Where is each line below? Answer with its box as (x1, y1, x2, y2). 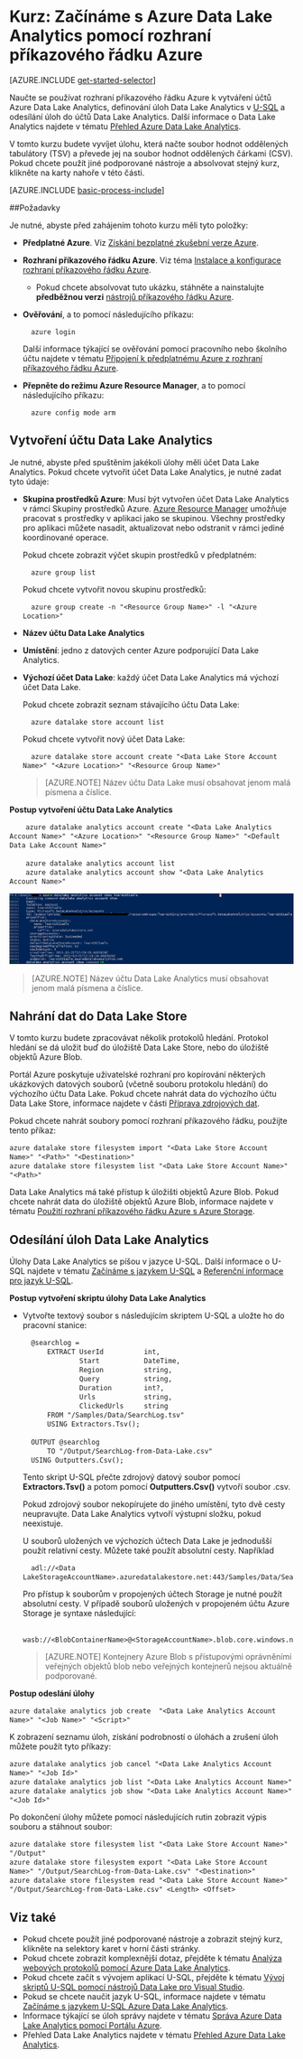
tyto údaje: (9, 476, 50, 487)
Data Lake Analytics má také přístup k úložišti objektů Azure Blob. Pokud (9, 1186, 280, 1198)
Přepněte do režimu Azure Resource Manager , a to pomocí (22, 379, 246, 390)
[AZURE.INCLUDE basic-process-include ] (9, 184, 165, 195)
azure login (31, 327, 76, 336)
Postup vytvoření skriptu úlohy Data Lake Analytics (9, 1293, 207, 1304)
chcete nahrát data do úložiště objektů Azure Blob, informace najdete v (9, 1196, 274, 1207)
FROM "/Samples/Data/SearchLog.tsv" (46, 1411, 185, 1420)
